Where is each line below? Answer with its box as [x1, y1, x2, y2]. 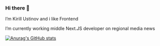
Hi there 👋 [5, 4, 30, 11]
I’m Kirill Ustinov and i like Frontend [5, 16, 79, 22]
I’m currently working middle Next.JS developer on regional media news [5, 25, 155, 31]
